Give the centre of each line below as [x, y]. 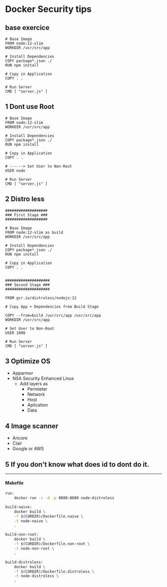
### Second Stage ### [28, 285]
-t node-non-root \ [34, 549]
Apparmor [23, 373]
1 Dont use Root [30, 107]
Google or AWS [28, 449]
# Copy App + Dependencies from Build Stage [52, 306]
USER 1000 [15, 333]
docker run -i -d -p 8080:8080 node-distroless [64, 498]
